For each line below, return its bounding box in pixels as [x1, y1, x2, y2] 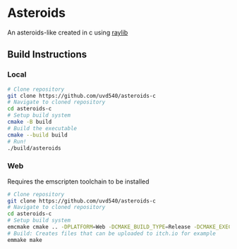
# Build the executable [7, 124, 78, 132]
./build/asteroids [7, 144, 61, 152]
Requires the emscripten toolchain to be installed [7, 177, 150, 186]
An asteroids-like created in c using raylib [7, 28, 128, 37]
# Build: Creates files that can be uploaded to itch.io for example [7, 230, 217, 237]
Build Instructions [7, 49, 87, 60]
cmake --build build [7, 132, 68, 139]
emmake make [7, 236, 42, 243]
